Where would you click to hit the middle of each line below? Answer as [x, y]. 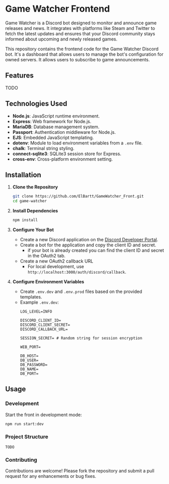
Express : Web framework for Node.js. [52, 121]
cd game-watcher [30, 201]
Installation [23, 175]
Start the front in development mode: [44, 415]
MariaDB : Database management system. [56, 127]
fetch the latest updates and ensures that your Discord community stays [80, 33]
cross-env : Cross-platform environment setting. [63, 159]
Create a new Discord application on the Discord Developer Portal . [89, 239]
